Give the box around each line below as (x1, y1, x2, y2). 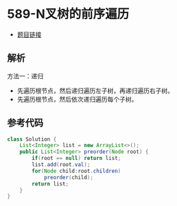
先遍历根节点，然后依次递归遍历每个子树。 (16, 95, 138, 103)
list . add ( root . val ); (32, 161, 91, 168)
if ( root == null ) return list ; (32, 155, 121, 162)
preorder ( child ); (43, 174, 94, 181)
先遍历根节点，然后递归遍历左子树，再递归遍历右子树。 (16, 87, 174, 95)
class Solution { (7, 135, 57, 143)
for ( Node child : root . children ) (32, 168, 121, 174)
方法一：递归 (7, 71, 43, 80)
